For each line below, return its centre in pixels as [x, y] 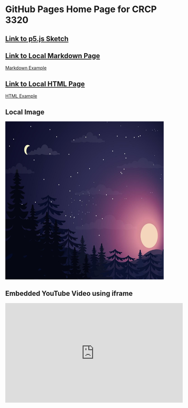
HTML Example [21, 96]
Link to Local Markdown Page [53, 56]
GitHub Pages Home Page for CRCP [81, 9]
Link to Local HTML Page [45, 84]
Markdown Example [26, 68]
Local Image [25, 112]
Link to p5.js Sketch [37, 39]
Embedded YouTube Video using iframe [69, 293]
